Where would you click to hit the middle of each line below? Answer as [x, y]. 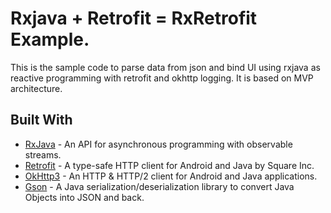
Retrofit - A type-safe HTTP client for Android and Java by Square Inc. [169, 165]
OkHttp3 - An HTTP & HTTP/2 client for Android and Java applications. [171, 176]
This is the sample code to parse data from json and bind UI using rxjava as [165, 67]
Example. [50, 39]
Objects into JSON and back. [84, 197]
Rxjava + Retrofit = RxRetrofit [134, 18]
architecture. [36, 88]
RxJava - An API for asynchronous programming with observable [158, 144]
